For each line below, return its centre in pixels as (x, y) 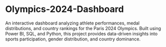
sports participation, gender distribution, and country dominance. (73, 39)
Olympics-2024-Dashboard (65, 9)
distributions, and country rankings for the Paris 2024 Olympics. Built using (83, 28)
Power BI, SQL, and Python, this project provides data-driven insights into (81, 33)
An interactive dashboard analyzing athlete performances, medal (72, 23)
